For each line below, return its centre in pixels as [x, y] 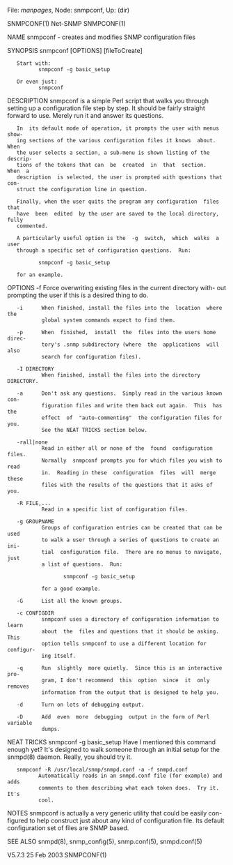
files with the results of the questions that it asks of [127, 485]
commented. [32, 226]
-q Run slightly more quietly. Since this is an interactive [119, 668]
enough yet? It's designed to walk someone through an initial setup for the [114, 750]
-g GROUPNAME [35, 522]
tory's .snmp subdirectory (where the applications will [130, 345]
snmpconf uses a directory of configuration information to [130, 619]
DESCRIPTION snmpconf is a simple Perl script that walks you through [108, 101]
